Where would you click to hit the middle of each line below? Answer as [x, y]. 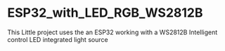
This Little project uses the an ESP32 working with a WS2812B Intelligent [112, 32]
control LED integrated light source [58, 39]
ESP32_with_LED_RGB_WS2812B [105, 13]
